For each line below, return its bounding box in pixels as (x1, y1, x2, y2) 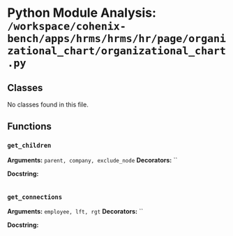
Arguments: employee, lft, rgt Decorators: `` (7, 207, 144, 215)
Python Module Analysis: (7, 5, 157, 21)
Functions (7, 120, 52, 132)
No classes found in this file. (7, 100, 89, 109)
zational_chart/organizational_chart (7, 44, 227, 57)
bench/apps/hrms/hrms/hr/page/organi (7, 32, 227, 46)
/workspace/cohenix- (7, 20, 127, 33)
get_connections (7, 193, 63, 201)
